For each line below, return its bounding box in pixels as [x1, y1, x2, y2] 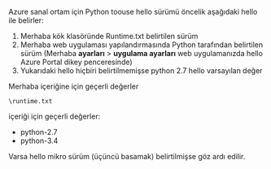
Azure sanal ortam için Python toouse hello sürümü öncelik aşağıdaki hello [8, 7, 258, 16]
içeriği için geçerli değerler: [8, 111, 101, 121]
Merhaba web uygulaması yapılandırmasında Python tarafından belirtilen [20, 40, 264, 50]
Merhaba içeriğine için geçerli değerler [8, 81, 139, 91]
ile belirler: [8, 15, 44, 25]
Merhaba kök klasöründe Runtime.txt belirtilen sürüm [20, 32, 199, 41]
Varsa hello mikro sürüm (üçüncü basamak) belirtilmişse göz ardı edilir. [8, 152, 246, 161]
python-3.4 [20, 136, 59, 145]
